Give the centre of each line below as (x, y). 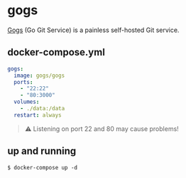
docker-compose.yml (56, 52)
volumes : (27, 102)
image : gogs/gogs (39, 75)
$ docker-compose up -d (43, 167)
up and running (42, 151)
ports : (23, 82)
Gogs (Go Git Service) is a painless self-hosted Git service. (93, 30)
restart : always (38, 115)
